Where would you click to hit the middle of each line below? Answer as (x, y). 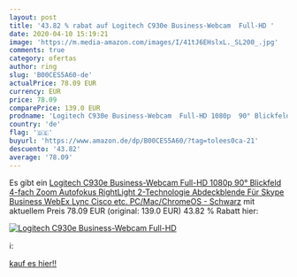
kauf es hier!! (33, 263)
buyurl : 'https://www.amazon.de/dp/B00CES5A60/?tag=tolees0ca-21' (134, 141)
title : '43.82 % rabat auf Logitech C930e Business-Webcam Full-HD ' (142, 26)
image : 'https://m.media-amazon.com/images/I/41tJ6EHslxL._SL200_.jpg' (144, 42)
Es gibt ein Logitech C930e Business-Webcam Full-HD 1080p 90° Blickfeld (145, 182)
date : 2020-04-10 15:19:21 (59, 34)
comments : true (37, 50)
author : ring (33, 67)
